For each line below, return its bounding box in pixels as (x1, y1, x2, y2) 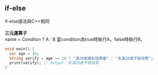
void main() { (5, 46, 35, 51)
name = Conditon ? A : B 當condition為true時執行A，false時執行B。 (5, 36, 145, 42)
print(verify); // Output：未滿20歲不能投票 (9, 60, 99, 65)
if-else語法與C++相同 (5, 18, 50, 24)
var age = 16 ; (9, 51, 39, 56)
